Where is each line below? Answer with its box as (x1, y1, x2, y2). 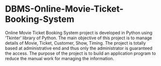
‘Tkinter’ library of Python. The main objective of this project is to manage (5, 35, 152, 41)
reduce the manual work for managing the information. (5, 55, 114, 61)
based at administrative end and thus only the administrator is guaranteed (5, 45, 153, 51)
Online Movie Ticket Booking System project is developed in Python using (5, 30, 153, 35)
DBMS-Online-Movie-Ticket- (5, 3, 124, 15)
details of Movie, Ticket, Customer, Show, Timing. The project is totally (5, 40, 146, 46)
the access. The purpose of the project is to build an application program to (5, 50, 156, 56)
